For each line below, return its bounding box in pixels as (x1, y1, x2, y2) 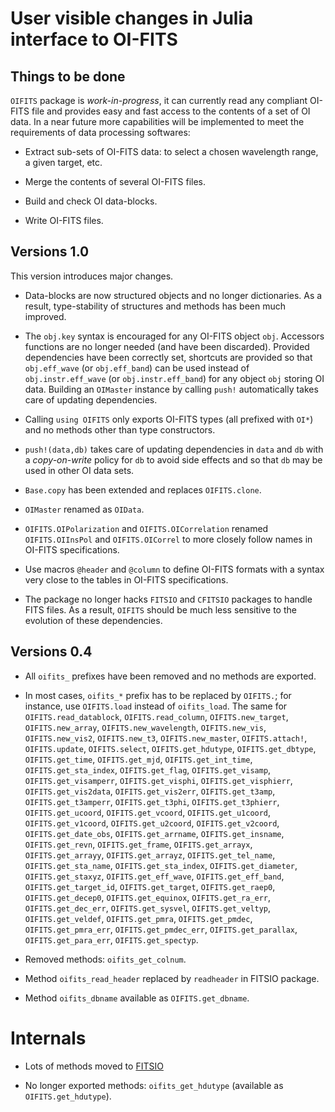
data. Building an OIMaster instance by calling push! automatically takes (24, 383, 319, 395)
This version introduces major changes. (10, 270, 174, 282)
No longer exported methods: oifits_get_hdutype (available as (24, 1079, 284, 1091)
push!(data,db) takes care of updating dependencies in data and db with (24, 443, 324, 455)
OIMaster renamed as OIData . (24, 503, 145, 515)
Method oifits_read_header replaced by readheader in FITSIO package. (24, 972, 320, 984)
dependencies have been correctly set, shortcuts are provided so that (24, 351, 313, 363)
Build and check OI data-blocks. (24, 195, 158, 207)
